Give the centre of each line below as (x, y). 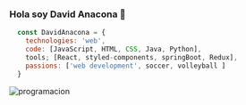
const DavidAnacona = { (61, 33)
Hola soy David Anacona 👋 (68, 14)
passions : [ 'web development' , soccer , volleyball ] (126, 66)
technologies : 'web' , (65, 41)
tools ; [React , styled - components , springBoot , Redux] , (132, 57)
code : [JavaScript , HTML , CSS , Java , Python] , (114, 49)
